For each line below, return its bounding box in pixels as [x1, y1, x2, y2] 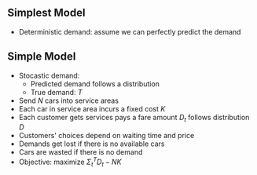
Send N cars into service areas [18, 96, 119, 105]
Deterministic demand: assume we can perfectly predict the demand [18, 27, 241, 36]
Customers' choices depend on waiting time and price [18, 131, 195, 140]
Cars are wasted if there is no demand [18, 148, 143, 157]
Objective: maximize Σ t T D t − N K [18, 156, 122, 168]
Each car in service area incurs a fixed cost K [18, 104, 166, 113]
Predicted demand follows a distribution [30, 78, 160, 89]
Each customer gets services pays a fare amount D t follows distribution [18, 112, 250, 124]
